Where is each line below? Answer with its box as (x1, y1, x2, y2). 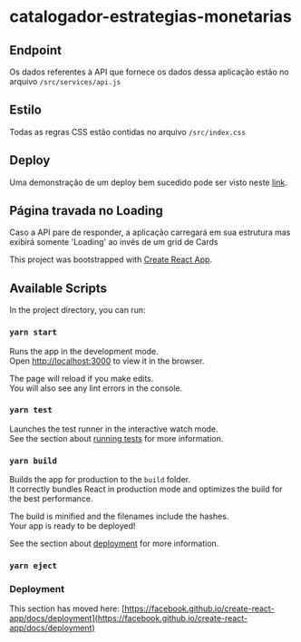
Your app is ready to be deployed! (9, 520, 136, 531)
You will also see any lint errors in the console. (9, 383, 183, 394)
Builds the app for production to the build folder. (9, 474, 191, 485)
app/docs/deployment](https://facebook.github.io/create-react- (9, 613, 248, 624)
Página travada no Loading (9, 203, 163, 219)
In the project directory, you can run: (9, 305, 146, 316)
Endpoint (9, 43, 62, 58)
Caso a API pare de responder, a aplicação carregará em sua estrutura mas (9, 227, 291, 238)
